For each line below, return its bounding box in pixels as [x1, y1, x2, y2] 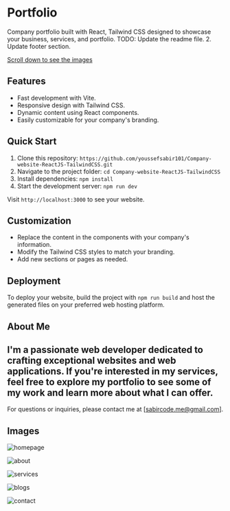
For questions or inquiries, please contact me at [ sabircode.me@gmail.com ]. [7, 405, 224, 413]
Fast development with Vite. [16, 94, 96, 102]
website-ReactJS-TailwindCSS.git [16, 161, 113, 168]
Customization [7, 215, 72, 226]
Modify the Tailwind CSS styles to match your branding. [16, 248, 175, 256]
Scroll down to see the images [7, 55, 93, 63]
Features [7, 76, 46, 87]
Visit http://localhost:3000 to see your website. [7, 195, 145, 204]
